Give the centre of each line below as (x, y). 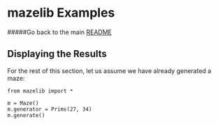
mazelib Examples (61, 13)
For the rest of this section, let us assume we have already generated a (109, 70)
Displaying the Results (57, 54)
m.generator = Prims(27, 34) (50, 109)
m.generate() (26, 115)
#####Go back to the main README (60, 32)
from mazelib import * (40, 91)
